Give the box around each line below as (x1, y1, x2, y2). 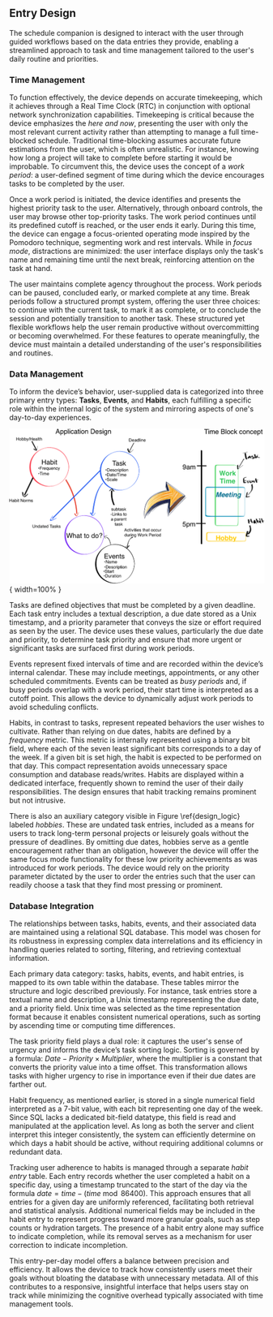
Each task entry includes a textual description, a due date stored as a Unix (9, 609, 258, 618)
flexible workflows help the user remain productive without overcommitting (9, 322, 260, 332)
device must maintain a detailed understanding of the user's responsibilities (9, 340, 262, 350)
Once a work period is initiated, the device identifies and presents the (9, 195, 241, 204)
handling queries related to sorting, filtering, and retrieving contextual (9, 945, 241, 954)
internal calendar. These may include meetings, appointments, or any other (9, 667, 260, 677)
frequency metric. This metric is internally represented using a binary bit (9, 734, 250, 745)
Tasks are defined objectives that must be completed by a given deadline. (9, 600, 256, 609)
